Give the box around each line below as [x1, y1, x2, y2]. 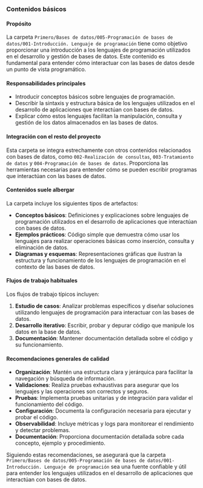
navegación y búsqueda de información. [15, 375, 116, 382]
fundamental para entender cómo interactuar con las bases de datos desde [6, 60, 195, 67]
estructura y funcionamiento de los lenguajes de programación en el [15, 256, 186, 264]
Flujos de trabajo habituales [6, 277, 78, 284]
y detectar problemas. [15, 427, 71, 434]
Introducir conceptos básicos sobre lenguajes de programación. [15, 93, 176, 100]
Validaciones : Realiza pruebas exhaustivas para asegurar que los [15, 382, 179, 389]
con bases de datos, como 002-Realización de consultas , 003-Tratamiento [6, 153, 194, 160]
